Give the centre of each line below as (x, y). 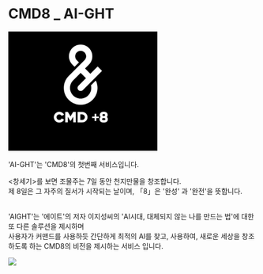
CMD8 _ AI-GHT (61, 14)
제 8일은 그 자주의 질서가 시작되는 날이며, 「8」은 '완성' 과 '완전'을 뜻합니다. (126, 192)
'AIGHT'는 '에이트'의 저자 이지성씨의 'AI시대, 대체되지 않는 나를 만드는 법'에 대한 (131, 217)
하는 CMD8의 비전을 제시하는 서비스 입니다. (96, 246)
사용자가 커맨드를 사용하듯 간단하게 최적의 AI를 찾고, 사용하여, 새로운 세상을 (124, 236)
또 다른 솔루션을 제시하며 (46, 226)
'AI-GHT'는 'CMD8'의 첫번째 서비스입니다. (74, 165)
